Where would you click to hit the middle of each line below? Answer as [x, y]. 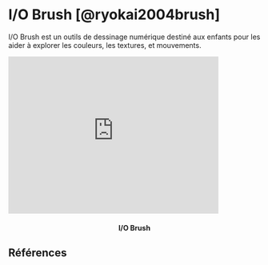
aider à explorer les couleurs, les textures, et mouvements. [105, 45]
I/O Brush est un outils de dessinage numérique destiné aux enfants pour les [134, 37]
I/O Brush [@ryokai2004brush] [114, 15]
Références [38, 253]
